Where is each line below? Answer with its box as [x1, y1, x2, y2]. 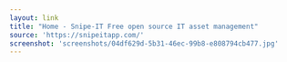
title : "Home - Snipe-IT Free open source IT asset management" [9, 22, 259, 31]
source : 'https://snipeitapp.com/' [9, 30, 145, 39]
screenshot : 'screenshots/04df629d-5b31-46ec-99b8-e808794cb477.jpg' [9, 38, 280, 48]
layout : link [9, 13, 59, 23]
